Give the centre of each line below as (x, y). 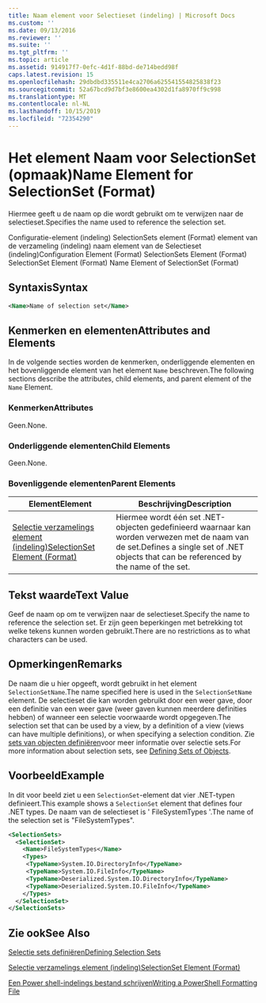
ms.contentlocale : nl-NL (49, 104)
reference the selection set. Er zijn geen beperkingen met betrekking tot (125, 622)
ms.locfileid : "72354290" (51, 119)
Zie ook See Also (49, 933)
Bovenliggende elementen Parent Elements (92, 483)
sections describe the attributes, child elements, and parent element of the (130, 379)
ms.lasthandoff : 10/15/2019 (55, 112)
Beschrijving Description (185, 504)
